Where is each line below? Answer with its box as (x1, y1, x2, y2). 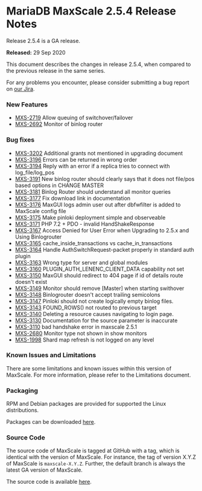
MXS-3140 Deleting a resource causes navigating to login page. (14, 310, 174, 317)
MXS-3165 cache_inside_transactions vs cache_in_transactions (14, 239, 173, 246)
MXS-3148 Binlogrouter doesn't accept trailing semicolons (14, 291, 161, 298)
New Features (6, 100, 48, 108)
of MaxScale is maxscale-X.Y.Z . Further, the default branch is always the (6, 460, 186, 467)
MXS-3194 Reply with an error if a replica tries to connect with (14, 162, 170, 170)
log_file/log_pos (14, 168, 55, 176)
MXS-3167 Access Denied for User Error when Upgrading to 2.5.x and (14, 226, 189, 234)
